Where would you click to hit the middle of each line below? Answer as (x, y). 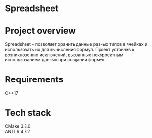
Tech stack (28, 113)
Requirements (34, 80)
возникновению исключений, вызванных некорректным (64, 55)
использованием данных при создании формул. (56, 60)
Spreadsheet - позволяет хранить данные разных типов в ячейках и (76, 44)
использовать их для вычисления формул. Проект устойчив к (70, 50)
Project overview (40, 31)
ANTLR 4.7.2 (18, 131)
